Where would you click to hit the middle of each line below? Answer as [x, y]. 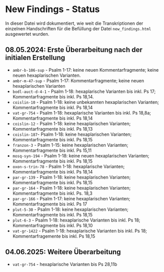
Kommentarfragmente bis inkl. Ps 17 [50, 204]
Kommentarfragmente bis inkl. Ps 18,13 [53, 129]
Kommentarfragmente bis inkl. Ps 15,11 [52, 150]
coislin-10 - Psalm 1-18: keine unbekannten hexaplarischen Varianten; [86, 102]
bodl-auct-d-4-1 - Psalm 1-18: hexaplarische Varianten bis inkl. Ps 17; [84, 91]
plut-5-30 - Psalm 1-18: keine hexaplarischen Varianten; [70, 209]
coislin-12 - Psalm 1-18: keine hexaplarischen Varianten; [71, 123]
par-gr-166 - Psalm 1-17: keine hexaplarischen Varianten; [71, 198]
